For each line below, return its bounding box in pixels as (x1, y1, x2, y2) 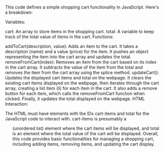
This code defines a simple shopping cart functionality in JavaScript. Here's (5, 4, 159, 10)
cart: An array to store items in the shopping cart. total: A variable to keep (5, 29, 154, 34)
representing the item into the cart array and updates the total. (5, 54, 131, 60)
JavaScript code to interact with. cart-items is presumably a (5, 116, 127, 121)
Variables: (5, 19, 26, 25)
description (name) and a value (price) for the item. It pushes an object (5, 49, 149, 54)
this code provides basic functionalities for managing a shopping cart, (12, 136, 154, 142)
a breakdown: (5, 9, 33, 15)
